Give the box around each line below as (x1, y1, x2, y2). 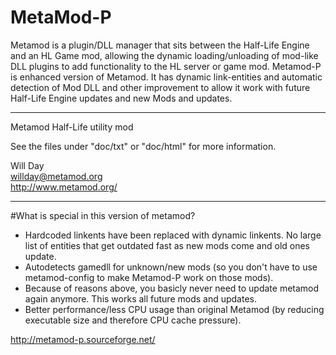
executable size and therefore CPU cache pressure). (24, 314, 242, 326)
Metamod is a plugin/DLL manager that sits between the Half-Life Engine (10, 39, 310, 51)
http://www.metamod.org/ (10, 181, 118, 193)
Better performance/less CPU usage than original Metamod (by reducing (24, 303, 325, 315)
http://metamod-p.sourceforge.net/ (10, 333, 156, 345)
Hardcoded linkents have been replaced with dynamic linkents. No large (24, 229, 322, 241)
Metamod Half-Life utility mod (10, 121, 134, 133)
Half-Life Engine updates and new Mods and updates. (10, 92, 233, 104)
